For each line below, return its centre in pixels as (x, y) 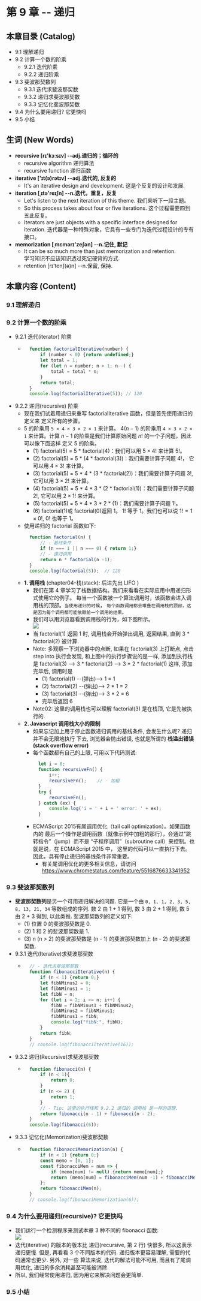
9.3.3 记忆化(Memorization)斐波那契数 (62, 1137)
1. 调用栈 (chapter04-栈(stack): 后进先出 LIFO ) (81, 583)
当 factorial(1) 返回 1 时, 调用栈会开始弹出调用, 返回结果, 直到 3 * (111, 634)
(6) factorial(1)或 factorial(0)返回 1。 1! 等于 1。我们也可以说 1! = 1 (112, 511)
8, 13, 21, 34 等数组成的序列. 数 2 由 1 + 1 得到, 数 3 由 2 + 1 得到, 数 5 (102, 909)
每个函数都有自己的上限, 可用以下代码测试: (85, 752)
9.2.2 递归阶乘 (41, 74)
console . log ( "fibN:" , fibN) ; (87, 1022)
